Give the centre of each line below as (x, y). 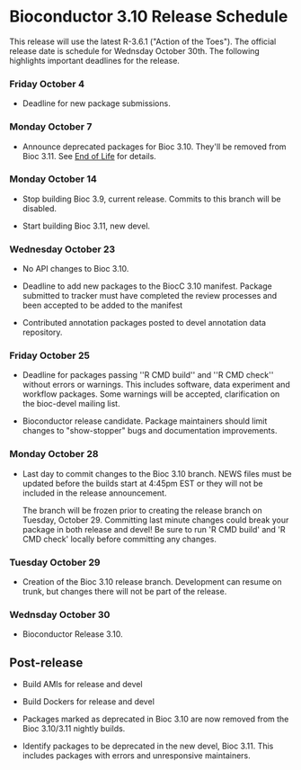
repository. (42, 332)
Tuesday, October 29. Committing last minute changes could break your (155, 520)
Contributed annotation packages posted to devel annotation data (144, 323)
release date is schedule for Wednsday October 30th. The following (135, 50)
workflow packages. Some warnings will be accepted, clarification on (151, 394)
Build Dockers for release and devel (89, 702)
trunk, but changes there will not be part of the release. (124, 592)
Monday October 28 (54, 454)
